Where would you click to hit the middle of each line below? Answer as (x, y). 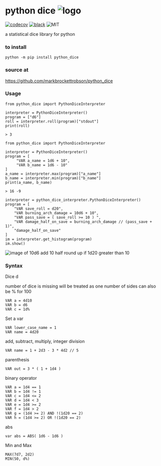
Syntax (14, 266)
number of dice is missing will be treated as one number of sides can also (81, 286)
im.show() (15, 243)
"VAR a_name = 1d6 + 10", (43, 160)
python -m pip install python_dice (42, 57)
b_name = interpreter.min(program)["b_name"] (53, 178)
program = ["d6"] (23, 117)
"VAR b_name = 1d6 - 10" (42, 165)
